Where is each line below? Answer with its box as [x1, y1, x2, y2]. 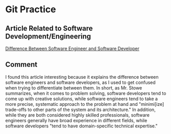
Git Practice [5, 4, 56, 15]
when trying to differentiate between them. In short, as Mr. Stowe [5, 84, 142, 91]
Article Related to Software [5, 24, 93, 33]
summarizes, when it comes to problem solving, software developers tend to [5, 90, 166, 96]
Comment [5, 60, 38, 69]
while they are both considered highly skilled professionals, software [5, 111, 150, 118]
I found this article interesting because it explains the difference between [5, 74, 159, 80]
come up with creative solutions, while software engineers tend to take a [5, 96, 158, 102]
